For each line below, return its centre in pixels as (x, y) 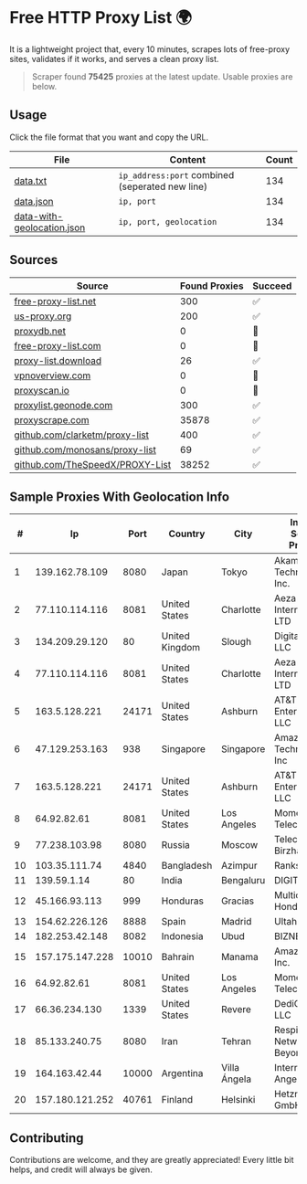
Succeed (272, 286)
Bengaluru (243, 881)
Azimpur (239, 866)
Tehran (236, 1041)
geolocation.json (50, 227)
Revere (236, 1010)
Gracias (238, 901)
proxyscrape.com (52, 419)
